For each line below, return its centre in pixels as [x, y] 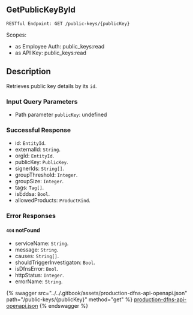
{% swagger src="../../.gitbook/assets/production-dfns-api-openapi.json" [97, 293]
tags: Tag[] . [29, 187]
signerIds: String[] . [40, 169]
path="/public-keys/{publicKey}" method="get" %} [70, 299]
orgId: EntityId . [34, 156]
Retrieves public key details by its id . [52, 86]
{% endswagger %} [64, 306]
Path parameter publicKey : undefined [61, 114]
